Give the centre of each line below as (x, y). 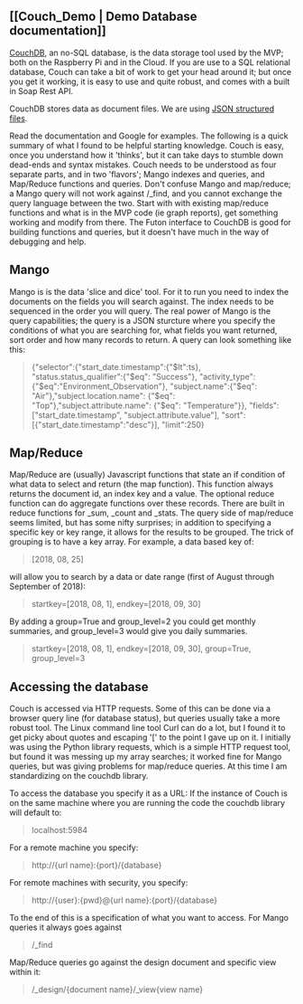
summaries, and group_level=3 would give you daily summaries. (129, 631)
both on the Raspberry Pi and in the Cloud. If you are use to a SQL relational (150, 62)
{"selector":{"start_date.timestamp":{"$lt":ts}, (116, 366)
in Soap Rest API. (41, 90)
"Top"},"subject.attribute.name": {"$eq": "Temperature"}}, (139, 405)
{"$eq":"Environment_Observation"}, (100, 386)
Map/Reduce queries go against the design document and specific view (143, 962)
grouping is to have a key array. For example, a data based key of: (132, 542)
